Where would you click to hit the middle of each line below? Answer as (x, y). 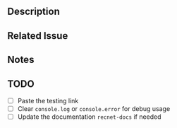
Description (33, 12)
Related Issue (38, 36)
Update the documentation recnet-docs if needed (89, 117)
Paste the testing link (48, 100)
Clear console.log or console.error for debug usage (94, 109)
